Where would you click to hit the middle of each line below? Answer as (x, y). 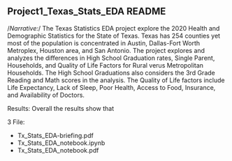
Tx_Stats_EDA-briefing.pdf (56, 135)
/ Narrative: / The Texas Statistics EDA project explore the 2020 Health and (114, 28)
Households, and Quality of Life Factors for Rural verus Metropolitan (106, 65)
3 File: (16, 122)
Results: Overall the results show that (61, 108)
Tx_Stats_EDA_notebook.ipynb (61, 143)
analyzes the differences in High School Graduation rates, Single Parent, (111, 58)
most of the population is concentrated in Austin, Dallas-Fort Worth (104, 43)
